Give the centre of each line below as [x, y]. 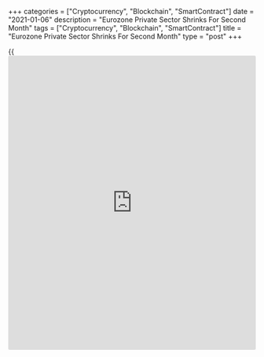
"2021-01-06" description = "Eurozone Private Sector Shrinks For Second [127, 20]
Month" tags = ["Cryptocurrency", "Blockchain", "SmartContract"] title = [125, 28]
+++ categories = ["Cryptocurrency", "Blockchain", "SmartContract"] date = [131, 11]
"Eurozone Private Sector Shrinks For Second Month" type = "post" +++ [125, 36]
